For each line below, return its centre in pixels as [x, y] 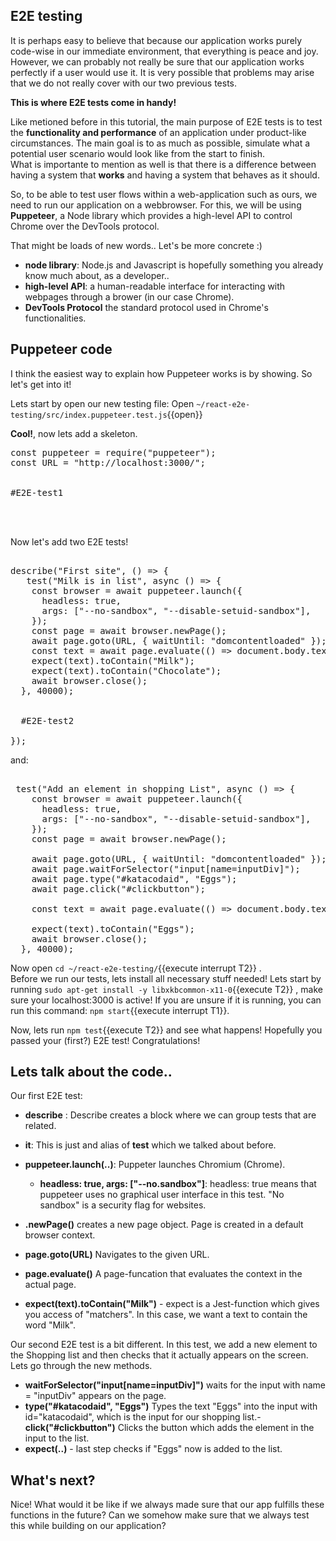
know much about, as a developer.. [97, 275]
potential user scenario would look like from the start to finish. [138, 153]
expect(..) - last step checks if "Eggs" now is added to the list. [153, 1449]
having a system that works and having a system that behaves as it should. [165, 175]
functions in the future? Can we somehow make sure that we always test [160, 1515]
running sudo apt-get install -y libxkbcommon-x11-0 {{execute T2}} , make [166, 989]
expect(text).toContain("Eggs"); [113, 928]
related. [40, 1126]
